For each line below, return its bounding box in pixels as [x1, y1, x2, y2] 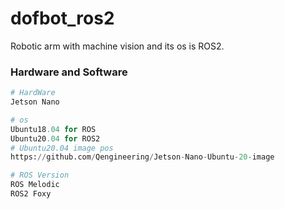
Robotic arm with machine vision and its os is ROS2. [10, 40, 225, 52]
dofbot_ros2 [10, 7, 115, 30]
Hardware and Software [10, 65, 128, 79]
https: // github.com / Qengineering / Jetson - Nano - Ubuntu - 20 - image [10, 152, 275, 162]
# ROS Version [10, 170, 70, 181]
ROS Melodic [10, 180, 60, 190]
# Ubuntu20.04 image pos [10, 143, 114, 153]
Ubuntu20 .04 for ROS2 [10, 133, 101, 144]
